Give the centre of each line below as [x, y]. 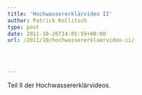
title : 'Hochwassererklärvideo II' [60, 14]
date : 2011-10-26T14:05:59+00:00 [57, 34]
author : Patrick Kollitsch [47, 21]
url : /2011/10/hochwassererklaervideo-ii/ [71, 40]
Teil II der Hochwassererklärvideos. [59, 85]
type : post [23, 27]
